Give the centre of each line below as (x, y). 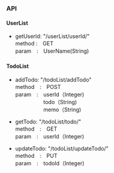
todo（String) (60, 102)
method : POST (38, 87)
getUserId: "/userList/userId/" (52, 36)
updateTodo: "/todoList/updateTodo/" (62, 149)
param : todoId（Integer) (50, 163)
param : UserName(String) (52, 51)
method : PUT (36, 156)
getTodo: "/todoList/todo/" (48, 122)
